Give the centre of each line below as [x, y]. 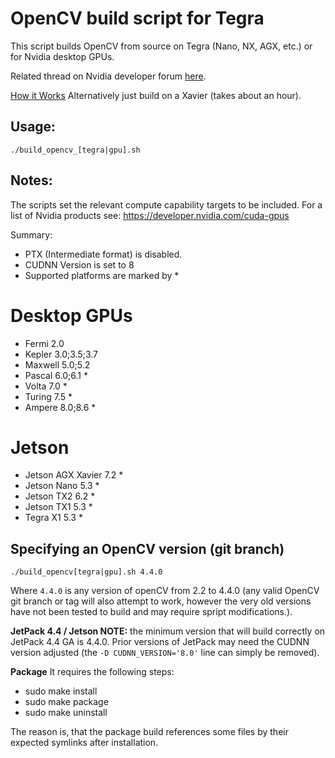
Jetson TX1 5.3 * [58, 507]
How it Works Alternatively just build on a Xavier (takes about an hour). [156, 95]
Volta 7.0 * [46, 386]
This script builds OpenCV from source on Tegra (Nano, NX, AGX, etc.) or [161, 46]
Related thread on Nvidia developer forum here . [108, 76]
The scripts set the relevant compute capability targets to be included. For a [166, 204]
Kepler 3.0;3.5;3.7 [61, 354]
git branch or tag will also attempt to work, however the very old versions [161, 601]
